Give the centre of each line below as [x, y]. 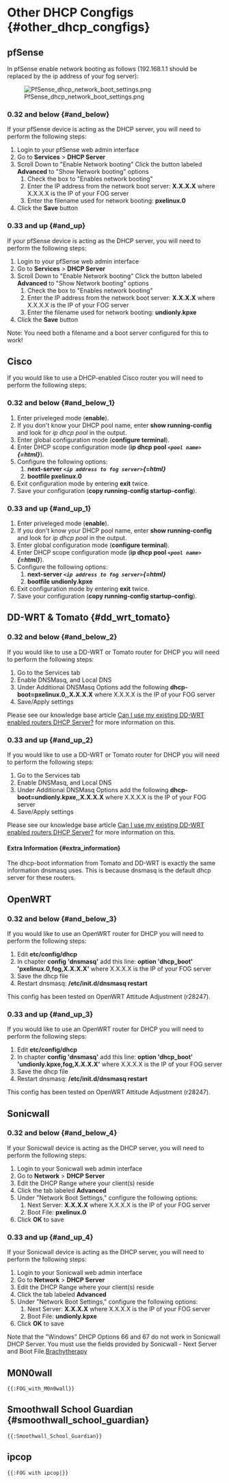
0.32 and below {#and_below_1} [61, 403]
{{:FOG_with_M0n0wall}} [41, 1389]
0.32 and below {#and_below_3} [62, 919]
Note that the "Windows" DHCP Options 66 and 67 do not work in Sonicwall [114, 1337]
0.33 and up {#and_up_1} [49, 508]
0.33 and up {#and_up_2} [50, 739]
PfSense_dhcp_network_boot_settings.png [84, 97]
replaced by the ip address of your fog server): [73, 76]
